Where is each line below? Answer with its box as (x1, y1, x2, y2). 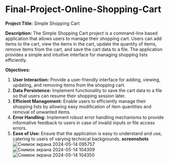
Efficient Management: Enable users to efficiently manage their (12, 98, 146, 104)
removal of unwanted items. (12, 109, 71, 115)
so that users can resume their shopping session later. (12, 93, 126, 99)
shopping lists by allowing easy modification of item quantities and (12, 103, 152, 109)
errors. (12, 125, 27, 131)
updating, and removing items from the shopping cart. (12, 82, 125, 88)
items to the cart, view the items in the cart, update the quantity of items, (5, 40, 157, 47)
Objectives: (5, 67, 30, 73)
